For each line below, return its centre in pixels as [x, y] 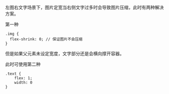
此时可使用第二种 [23, 64]
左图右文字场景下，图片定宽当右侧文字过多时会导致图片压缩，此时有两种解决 [84, 7]
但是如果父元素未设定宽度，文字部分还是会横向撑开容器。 [65, 54]
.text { [13, 74]
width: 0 [23, 82]
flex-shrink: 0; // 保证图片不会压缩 [46, 39]
